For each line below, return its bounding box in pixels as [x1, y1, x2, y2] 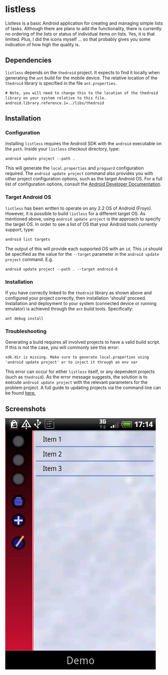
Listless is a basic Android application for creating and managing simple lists [5, 20, 163, 26]
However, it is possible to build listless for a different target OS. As [5, 210, 145, 217]
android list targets [5, 237, 51, 242]
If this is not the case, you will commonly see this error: [5, 344, 119, 350]
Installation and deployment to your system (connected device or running [5, 301, 157, 307]
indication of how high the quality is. [5, 41, 80, 47]
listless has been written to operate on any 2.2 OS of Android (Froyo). [5, 205, 152, 211]
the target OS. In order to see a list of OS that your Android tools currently [5, 221, 157, 227]
